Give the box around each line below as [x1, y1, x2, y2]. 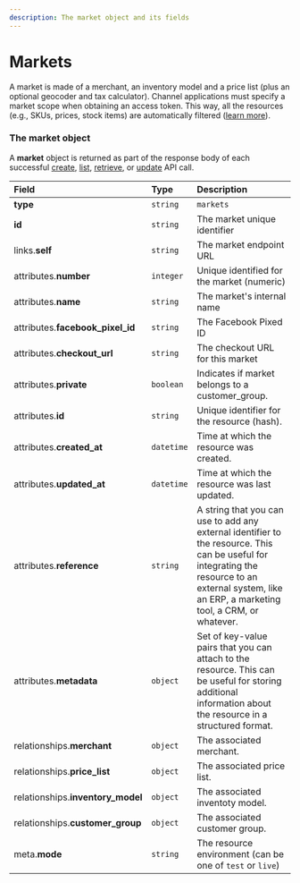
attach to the [196, 652, 250, 665]
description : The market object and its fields [9, 13, 190, 22]
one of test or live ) [196, 859, 280, 871]
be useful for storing [196, 675, 282, 687]
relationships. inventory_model [13, 791, 143, 803]
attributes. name [13, 295, 81, 308]
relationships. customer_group [13, 816, 142, 828]
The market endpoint [196, 238, 285, 250]
